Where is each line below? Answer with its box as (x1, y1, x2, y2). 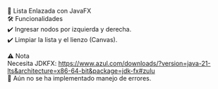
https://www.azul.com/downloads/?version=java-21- (58, 60, 211, 67)
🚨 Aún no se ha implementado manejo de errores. (7, 74, 152, 82)
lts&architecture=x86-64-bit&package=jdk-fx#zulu (7, 67, 155, 75)
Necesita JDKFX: (7, 60, 57, 67)
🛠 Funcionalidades (7, 15, 63, 22)
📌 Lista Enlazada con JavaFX (7, 7, 92, 15)
